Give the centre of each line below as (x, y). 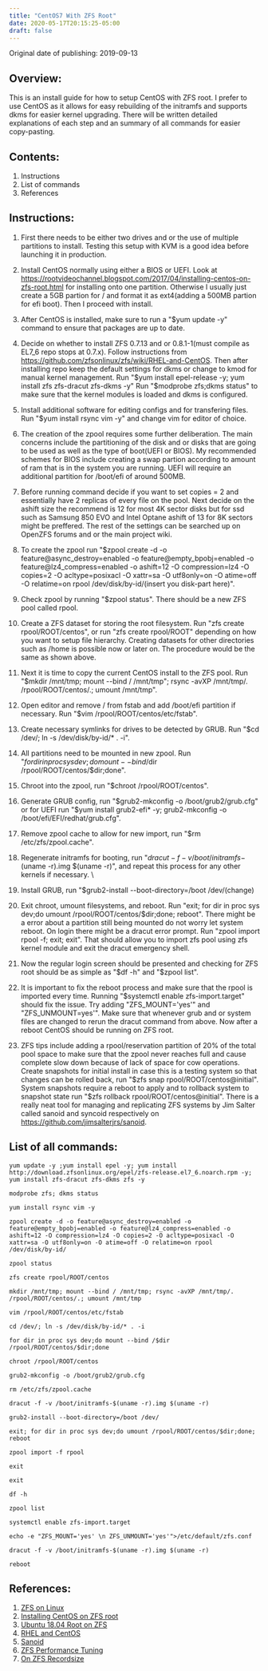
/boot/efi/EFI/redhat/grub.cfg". (71, 818)
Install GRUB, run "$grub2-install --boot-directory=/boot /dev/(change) (137, 890)
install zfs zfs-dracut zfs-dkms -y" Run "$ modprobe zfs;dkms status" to (139, 385)
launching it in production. (63, 254)
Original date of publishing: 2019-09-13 (74, 54)
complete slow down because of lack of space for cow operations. (130, 1062)
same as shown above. (58, 657)
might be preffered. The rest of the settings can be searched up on (130, 525)
